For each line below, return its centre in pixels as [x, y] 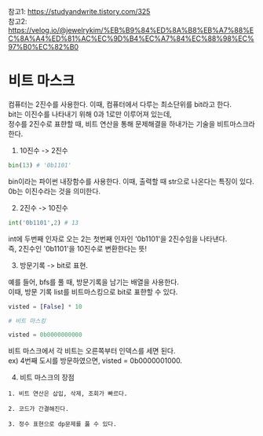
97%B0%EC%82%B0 [44, 47]
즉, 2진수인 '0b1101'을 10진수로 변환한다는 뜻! [78, 248]
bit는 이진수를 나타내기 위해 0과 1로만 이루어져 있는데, [90, 114]
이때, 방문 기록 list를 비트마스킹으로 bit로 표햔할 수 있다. [93, 291]
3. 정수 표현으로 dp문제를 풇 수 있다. [62, 424]
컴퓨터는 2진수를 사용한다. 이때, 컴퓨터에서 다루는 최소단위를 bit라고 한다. [120, 104]
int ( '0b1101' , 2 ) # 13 [44, 222]
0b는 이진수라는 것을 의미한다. [54, 191]
